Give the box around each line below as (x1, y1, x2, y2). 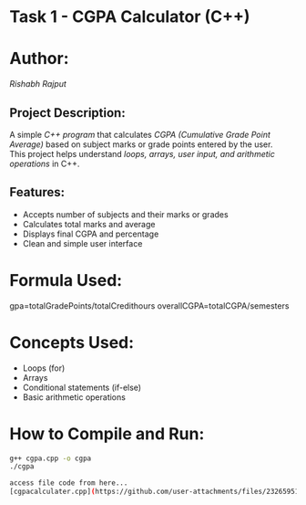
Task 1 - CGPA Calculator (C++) (9, 6, 250, 27)
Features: (9, 184, 66, 200)
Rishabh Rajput (9, 79, 66, 89)
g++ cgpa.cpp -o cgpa (9, 454, 92, 463)
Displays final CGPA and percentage (22, 228, 159, 239)
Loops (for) (22, 363, 66, 373)
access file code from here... (9, 479, 128, 488)
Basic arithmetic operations (22, 391, 126, 403)
